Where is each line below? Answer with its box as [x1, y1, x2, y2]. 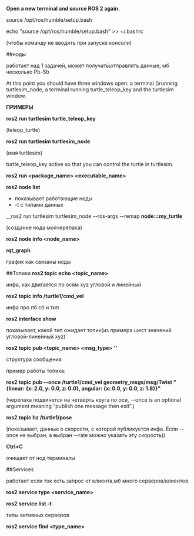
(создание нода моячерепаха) [6, 224, 82, 231]
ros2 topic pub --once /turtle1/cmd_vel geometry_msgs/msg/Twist [6, 379, 172, 385]
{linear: [6, 385, 25, 392]
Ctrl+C [6, 443, 24, 450]
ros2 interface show [6, 315, 56, 322]
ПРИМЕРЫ [6, 104, 34, 111]
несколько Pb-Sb [6, 68, 50, 75]
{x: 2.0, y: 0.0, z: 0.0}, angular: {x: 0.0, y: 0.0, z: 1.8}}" [25, 385, 161, 392]
